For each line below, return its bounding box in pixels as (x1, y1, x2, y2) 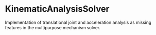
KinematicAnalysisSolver (5, 3, 110, 15)
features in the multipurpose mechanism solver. (5, 24, 101, 30)
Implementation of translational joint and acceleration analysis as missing (5, 19, 152, 25)
